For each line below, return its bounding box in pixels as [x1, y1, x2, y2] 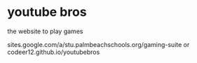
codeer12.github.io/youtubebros [7, 48, 100, 56]
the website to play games [7, 27, 83, 35]
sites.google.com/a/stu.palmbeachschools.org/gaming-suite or [7, 40, 190, 48]
